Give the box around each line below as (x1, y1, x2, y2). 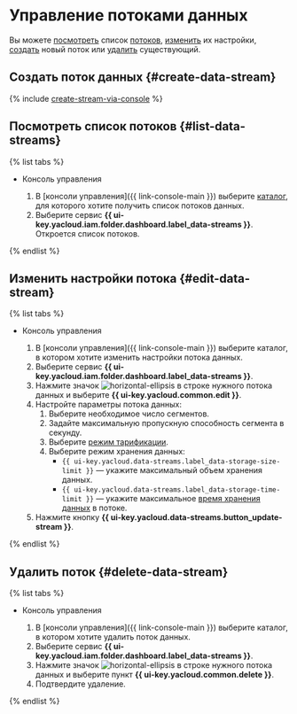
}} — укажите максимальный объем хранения (85, 465, 263, 476)
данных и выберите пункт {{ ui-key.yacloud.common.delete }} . (35, 670, 275, 680)
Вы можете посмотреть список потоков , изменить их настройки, (9, 35, 257, 45)
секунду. (48, 427, 82, 438)
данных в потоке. (61, 502, 128, 514)
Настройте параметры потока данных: (35, 400, 182, 410)
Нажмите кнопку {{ (35, 512, 109, 523)
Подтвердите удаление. (35, 679, 126, 689)
